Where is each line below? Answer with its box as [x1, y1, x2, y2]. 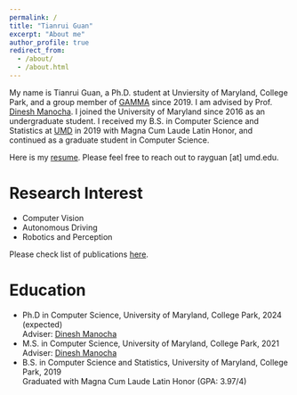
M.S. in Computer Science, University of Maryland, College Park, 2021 [21, 338, 280, 349]
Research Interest [9, 184, 144, 203]
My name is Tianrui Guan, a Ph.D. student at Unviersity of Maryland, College [9, 86, 289, 98]
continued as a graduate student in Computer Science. [9, 135, 210, 145]
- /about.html [17, 63, 69, 72]
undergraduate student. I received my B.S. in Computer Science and [9, 115, 260, 126]
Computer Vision [21, 212, 84, 223]
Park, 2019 [21, 366, 62, 377]
